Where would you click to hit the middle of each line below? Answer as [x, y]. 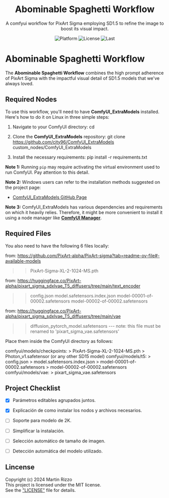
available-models [23, 261]
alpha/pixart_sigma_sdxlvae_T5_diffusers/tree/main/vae [63, 316]
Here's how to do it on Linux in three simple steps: [57, 117]
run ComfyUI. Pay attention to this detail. [47, 172]
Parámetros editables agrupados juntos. [54, 401]
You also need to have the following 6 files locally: [57, 245]
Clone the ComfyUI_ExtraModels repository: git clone [69, 136]
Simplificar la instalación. [38, 431]
